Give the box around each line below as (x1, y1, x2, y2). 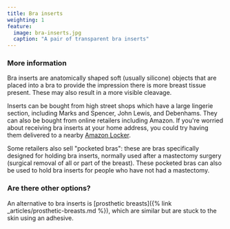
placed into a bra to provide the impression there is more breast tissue (7, 81, 207, 89)
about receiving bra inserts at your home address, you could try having (7, 124, 209, 132)
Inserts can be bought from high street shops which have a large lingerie (7, 102, 213, 110)
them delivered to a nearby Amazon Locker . (7, 131, 132, 140)
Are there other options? (7, 184, 91, 193)
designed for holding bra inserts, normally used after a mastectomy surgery (7, 152, 222, 160)
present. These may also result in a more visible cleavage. (7, 89, 172, 97)
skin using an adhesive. (7, 214, 74, 222)
